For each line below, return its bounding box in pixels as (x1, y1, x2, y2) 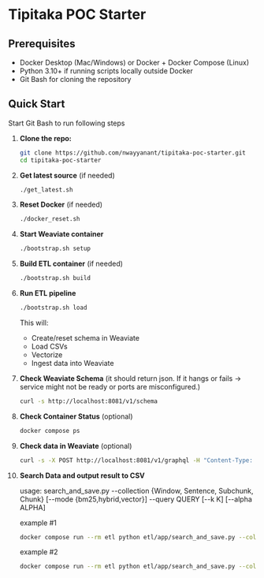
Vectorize (31, 349, 63, 360)
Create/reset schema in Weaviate (31, 333, 140, 342)
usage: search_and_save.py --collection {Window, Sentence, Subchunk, (19, 486, 254, 495)
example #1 (19, 518, 58, 528)
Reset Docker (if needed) (19, 200, 103, 210)
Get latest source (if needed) (19, 170, 116, 180)
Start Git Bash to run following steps (8, 118, 125, 128)
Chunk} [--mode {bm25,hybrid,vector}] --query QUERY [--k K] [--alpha (19, 494, 252, 504)
